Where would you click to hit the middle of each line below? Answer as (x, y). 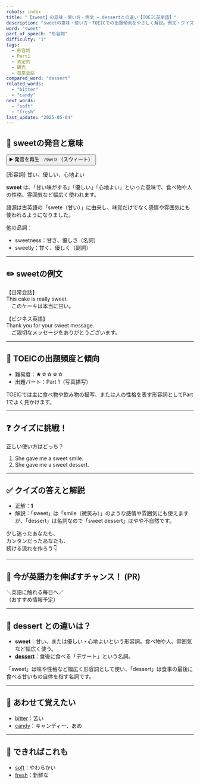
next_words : (21, 100)
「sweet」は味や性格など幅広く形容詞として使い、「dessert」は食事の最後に (100, 669)
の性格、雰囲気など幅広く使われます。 (53, 195)
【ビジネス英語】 (27, 318)
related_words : (25, 84)
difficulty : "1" (26, 39)
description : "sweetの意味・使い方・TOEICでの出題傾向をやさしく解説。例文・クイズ (100, 23)
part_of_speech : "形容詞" (37, 34)
